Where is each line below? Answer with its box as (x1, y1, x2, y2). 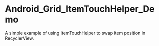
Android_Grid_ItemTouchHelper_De (5, 3, 155, 15)
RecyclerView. (5, 35, 34, 41)
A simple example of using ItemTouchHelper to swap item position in (5, 30, 146, 36)
